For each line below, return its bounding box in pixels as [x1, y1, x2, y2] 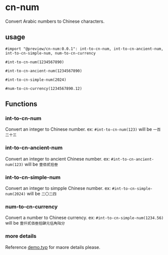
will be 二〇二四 [27, 191, 57, 197]
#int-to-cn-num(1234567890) [5, 60, 65, 65]
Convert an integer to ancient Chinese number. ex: [5, 156, 110, 162]
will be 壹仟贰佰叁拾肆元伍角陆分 [5, 220, 65, 226]
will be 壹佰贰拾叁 [24, 161, 58, 167]
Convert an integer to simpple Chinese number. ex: [5, 185, 111, 191]
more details [5, 233, 37, 240]
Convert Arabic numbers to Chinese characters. [5, 18, 105, 24]
